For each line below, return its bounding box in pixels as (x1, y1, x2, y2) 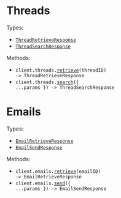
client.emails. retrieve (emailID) (15, 168, 101, 175)
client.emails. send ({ (15, 180, 71, 186)
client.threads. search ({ (15, 79, 79, 85)
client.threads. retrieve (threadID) (15, 67, 107, 74)
